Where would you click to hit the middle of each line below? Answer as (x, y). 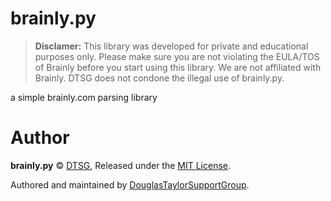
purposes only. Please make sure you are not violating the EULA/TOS (177, 56)
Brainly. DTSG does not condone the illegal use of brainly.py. (159, 78)
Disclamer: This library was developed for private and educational (171, 46)
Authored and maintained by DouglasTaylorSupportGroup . (130, 184)
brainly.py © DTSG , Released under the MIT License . (121, 165)
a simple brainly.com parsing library (84, 97)
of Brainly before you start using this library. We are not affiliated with (178, 67)
